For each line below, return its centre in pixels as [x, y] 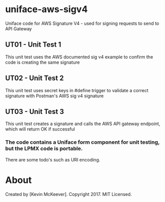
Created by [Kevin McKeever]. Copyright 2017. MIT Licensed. [69, 194]
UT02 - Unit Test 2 [35, 78]
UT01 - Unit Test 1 [33, 45]
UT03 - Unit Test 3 [35, 112]
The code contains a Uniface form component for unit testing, [82, 142]
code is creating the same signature [42, 62]
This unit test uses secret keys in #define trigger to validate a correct [77, 90]
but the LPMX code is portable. [44, 149]
